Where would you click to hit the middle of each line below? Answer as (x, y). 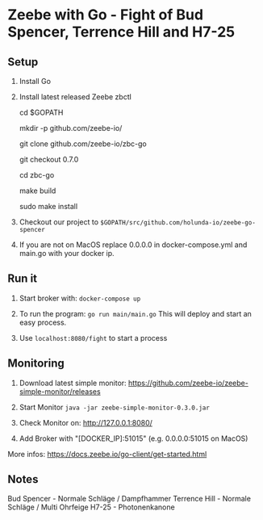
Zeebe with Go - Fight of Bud (105, 15)
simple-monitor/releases (60, 391)
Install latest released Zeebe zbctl (75, 97)
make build (38, 191)
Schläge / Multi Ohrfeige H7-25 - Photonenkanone (91, 507)
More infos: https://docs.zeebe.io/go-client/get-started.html (107, 454)
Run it (23, 279)
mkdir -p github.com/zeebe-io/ (71, 128)
